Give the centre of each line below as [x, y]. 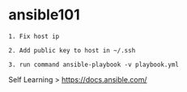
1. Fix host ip [34, 36]
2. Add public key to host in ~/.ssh [72, 50]
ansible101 [44, 15]
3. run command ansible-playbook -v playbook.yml [94, 65]
